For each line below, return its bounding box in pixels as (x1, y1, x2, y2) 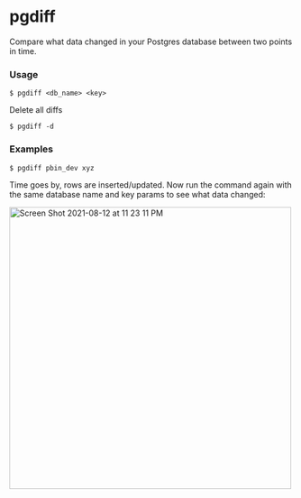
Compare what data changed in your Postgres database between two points (9, 36, 293, 47)
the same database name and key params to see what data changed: (9, 189, 266, 199)
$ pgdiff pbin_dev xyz (9, 163, 95, 172)
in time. (9, 45, 38, 56)
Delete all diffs (9, 105, 63, 115)
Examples (9, 143, 54, 155)
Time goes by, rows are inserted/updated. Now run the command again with (9, 179, 293, 190)
